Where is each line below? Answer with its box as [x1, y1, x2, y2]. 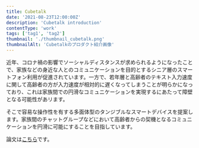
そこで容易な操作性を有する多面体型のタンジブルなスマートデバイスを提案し [6, 108, 194, 115]
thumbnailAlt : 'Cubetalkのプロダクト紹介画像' [6, 42, 115, 48]
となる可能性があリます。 [6, 95, 68, 102]
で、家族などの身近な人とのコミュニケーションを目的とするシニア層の [6, 66, 178, 73]
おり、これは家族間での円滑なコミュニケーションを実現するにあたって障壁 [11, 88, 193, 95]
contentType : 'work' [6, 25, 58, 31]
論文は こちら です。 [6, 136, 53, 143]
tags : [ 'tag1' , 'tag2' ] [6, 31, 65, 37]
